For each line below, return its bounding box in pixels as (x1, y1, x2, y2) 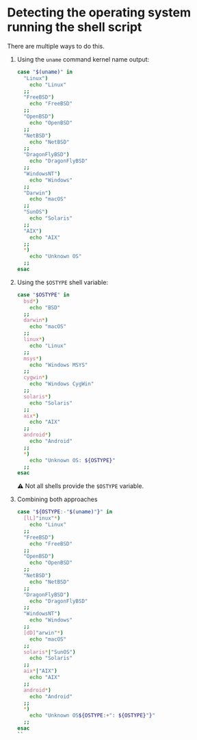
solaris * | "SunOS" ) (23, 648, 76, 655)
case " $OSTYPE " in (16, 291, 70, 298)
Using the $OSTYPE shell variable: (16, 278, 108, 286)
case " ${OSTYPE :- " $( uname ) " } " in (16, 509, 113, 515)
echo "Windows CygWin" (29, 381, 94, 387)
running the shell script (7, 19, 142, 35)
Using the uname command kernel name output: (16, 55, 150, 63)
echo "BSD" (29, 304, 61, 311)
